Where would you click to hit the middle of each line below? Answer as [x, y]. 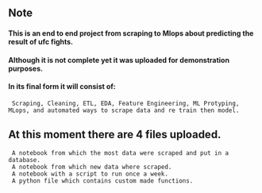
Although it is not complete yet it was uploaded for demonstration [119, 60]
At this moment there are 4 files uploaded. [115, 135]
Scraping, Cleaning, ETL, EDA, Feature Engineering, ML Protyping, [125, 103]
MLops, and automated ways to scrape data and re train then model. [124, 110]
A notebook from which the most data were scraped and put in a [120, 153]
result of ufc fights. [41, 41]
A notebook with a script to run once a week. [90, 174]
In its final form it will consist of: [62, 87]
